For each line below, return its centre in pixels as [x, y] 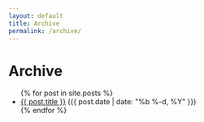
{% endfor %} [43, 111]
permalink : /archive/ [45, 31]
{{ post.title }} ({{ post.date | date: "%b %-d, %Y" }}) [108, 102]
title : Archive [34, 23]
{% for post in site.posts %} [67, 93]
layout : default [36, 16]
